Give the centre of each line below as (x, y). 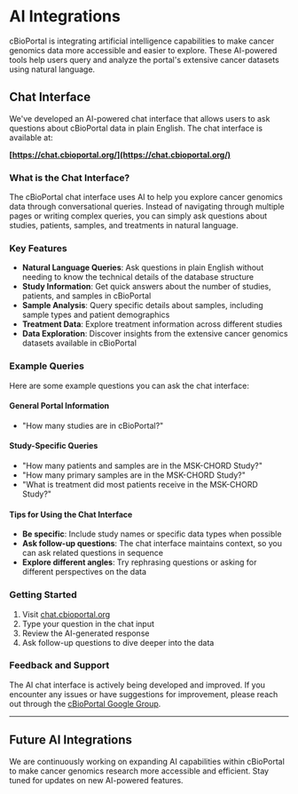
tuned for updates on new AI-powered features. (96, 780)
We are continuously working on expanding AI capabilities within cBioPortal (147, 761)
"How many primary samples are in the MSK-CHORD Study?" (133, 475)
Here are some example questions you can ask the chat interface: (129, 385)
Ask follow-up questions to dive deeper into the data (118, 642)
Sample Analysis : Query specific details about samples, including (142, 306)
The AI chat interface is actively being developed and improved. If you (137, 685)
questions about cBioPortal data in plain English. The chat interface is (136, 128)
